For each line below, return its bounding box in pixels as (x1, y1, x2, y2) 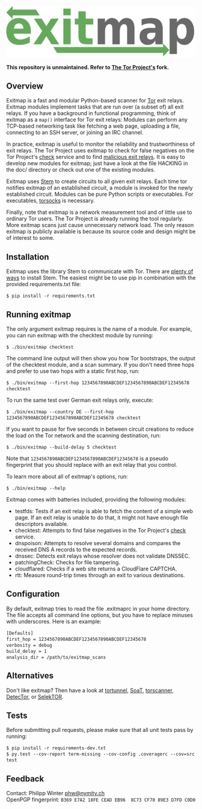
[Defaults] (6, 630, 34, 636)
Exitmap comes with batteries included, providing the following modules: (6, 496, 186, 503)
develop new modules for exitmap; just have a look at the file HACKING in (6, 160, 188, 167)
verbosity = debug (6, 642, 52, 648)
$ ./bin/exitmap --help (6, 486, 66, 492)
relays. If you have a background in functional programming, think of (6, 110, 176, 117)
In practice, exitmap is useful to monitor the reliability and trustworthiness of (6, 140, 195, 148)
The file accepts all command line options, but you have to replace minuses (6, 611, 194, 619)
